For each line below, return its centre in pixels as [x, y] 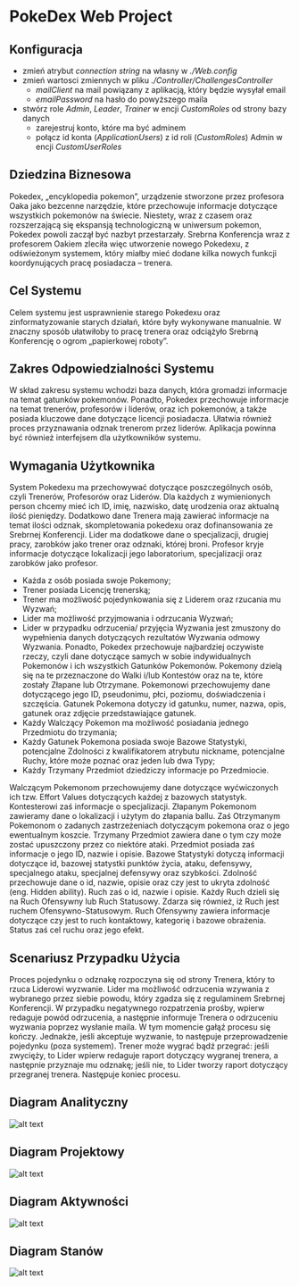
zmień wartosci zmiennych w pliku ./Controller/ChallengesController [148, 80]
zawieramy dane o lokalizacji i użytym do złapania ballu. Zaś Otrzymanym [145, 816]
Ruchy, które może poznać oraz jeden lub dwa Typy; [119, 761]
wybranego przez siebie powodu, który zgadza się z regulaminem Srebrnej [147, 998]
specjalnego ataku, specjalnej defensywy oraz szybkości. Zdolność [133, 873]
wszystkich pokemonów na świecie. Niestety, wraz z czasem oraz [131, 215]
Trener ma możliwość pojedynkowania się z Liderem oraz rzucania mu [151, 599]
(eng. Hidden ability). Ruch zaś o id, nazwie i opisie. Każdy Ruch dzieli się [145, 892]
